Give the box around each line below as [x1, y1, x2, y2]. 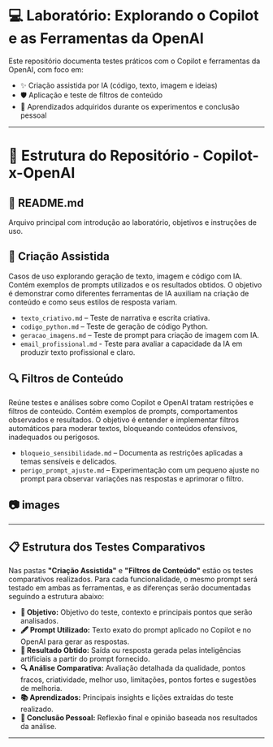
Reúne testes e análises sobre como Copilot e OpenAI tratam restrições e [8, 397, 254, 407]
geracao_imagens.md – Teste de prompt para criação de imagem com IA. [19, 330, 260, 339]
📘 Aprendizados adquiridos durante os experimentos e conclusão [19, 101, 240, 111]
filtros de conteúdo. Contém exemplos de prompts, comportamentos [8, 406, 238, 416]
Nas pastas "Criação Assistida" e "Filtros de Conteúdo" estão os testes [8, 566, 253, 576]
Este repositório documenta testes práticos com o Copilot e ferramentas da [8, 56, 261, 66]
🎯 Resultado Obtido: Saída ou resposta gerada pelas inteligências [19, 646, 241, 655]
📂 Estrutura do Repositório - [8, 147, 200, 165]
